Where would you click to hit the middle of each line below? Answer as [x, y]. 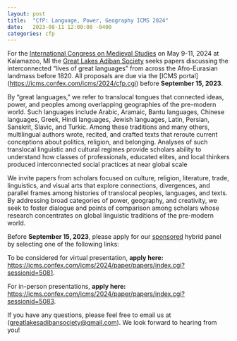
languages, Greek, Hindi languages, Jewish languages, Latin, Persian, [109, 120]
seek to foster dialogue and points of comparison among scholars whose [114, 208]
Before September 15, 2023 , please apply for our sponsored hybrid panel [114, 237]
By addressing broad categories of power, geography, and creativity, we [112, 201]
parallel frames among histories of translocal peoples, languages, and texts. [117, 193]
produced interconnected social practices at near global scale [97, 165]
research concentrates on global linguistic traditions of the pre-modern [110, 216]
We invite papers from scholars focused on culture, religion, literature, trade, [118, 178]
